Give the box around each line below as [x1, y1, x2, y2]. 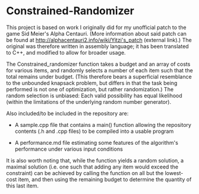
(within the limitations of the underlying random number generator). [6, 98, 171, 105]
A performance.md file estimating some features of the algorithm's [14, 139, 178, 146]
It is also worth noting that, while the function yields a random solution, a [6, 157, 184, 164]
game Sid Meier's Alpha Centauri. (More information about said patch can [6, 30, 187, 37]
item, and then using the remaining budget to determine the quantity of [18, 176, 192, 183]
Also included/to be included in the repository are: [6, 110, 129, 117]
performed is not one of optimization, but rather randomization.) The [6, 85, 174, 93]
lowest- [165, 169, 184, 176]
